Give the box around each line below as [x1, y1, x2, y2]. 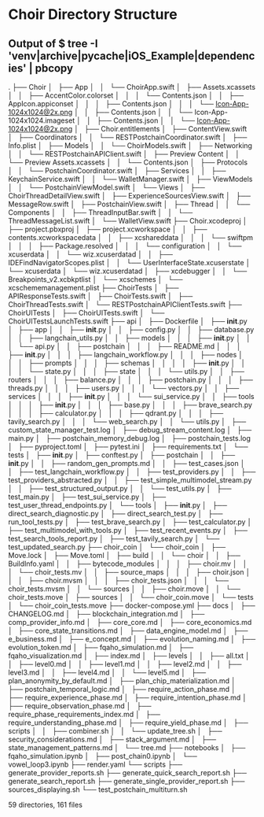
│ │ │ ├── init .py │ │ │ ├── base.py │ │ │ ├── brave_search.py [8, 400, 253, 409]
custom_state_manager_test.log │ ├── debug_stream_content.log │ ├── [8, 425, 252, 434]
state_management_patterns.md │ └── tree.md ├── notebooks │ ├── [8, 743, 246, 752]
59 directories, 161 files [8, 800, 82, 809]
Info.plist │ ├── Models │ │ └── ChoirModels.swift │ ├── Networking [8, 141, 253, 150]
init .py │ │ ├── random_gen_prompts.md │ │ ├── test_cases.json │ [8, 459, 245, 468]
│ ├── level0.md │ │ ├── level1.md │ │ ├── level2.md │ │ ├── [8, 660, 242, 668]
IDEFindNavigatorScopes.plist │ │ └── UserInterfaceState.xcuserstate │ [8, 258, 251, 267]
